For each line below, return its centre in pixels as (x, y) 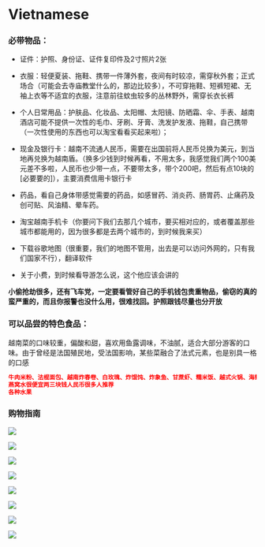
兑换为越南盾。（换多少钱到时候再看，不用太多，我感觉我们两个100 (142, 158)
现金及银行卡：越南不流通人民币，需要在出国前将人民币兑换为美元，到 (134, 149)
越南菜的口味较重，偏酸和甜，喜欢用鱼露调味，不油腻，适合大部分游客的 (125, 342)
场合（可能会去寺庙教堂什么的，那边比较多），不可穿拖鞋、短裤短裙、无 (135, 86)
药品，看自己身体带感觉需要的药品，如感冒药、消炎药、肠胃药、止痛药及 (137, 195)
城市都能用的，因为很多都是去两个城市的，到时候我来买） (113, 232)
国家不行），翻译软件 (60, 259)
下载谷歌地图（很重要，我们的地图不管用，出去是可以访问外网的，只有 (134, 248)
